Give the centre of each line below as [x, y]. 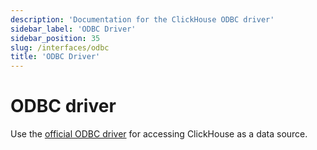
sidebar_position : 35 [55, 38]
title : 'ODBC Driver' [55, 57]
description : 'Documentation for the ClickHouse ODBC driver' [142, 19]
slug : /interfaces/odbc [60, 47]
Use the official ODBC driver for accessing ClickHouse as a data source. [159, 134]
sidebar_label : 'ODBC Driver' [73, 29]
